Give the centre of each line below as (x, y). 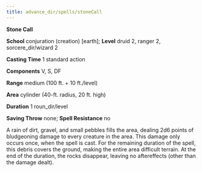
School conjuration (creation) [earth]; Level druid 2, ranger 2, (84, 41)
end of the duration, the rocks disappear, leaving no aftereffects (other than (101, 156)
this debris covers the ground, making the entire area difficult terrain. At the (101, 149)
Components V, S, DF (34, 71)
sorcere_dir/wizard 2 (32, 47)
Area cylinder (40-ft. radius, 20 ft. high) (56, 94)
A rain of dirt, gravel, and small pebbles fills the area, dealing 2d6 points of (100, 130)
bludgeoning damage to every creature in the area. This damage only (93, 136)
